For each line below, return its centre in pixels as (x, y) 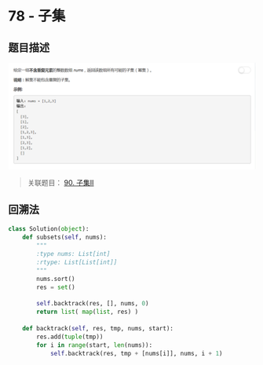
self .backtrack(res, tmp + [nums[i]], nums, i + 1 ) (136, 353)
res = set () (56, 287)
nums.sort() (56, 279)
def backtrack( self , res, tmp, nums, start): (98, 328)
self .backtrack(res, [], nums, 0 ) (93, 304)
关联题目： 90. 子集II (60, 182)
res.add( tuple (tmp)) (70, 337)
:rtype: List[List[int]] (77, 262)
